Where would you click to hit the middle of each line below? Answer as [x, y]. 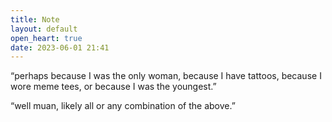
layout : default [44, 29]
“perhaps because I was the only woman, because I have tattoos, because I [166, 76]
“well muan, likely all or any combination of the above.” [123, 106]
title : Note [35, 19]
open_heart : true [46, 38]
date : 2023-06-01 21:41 [60, 47]
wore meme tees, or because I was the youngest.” [113, 87]
